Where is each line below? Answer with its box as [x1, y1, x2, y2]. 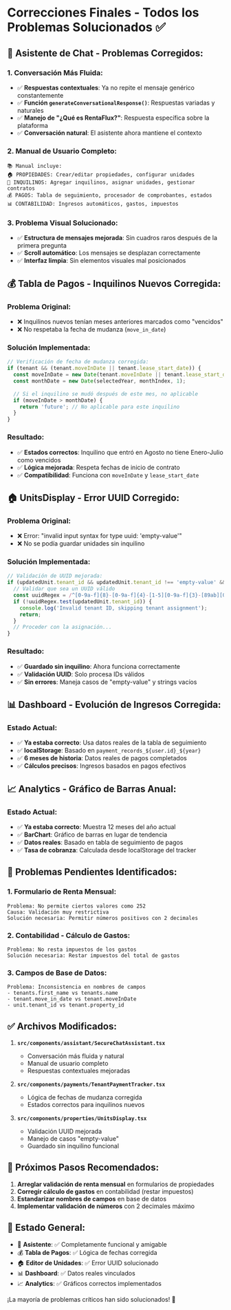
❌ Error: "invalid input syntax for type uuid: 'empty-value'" [16, 532, 182, 540]
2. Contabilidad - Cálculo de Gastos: [7, 930, 131, 940]
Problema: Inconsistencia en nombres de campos [7, 984, 146, 991]
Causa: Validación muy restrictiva [7, 908, 109, 916]
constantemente [16, 91, 64, 99]
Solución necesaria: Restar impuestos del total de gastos [7, 952, 180, 959]
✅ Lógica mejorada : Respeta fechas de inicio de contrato [16, 463, 180, 471]
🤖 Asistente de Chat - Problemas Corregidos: [7, 47, 204, 59]
